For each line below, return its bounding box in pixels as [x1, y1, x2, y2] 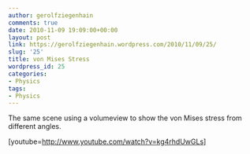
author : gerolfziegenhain [8, 11, 93, 20]
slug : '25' [8, 48, 44, 56]
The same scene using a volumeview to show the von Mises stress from [8, 113, 242, 123]
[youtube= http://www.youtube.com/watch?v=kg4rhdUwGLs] [8, 137, 207, 146]
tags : [8, 84, 26, 93]
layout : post [8, 33, 51, 42]
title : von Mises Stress [8, 56, 90, 64]
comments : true [8, 19, 58, 27]
